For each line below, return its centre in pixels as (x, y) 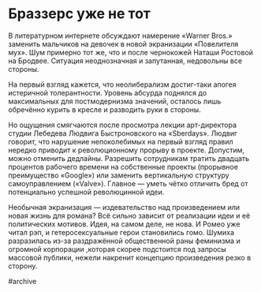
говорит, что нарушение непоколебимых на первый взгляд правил (121, 141)
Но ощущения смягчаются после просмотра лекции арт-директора (123, 125)
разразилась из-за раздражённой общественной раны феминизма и (124, 241)
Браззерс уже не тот (80, 14)
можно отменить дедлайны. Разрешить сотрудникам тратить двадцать (129, 158)
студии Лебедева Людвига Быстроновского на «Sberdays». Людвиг (123, 133)
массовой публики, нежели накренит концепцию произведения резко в (130, 257)
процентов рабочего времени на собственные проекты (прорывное (123, 167)
